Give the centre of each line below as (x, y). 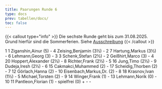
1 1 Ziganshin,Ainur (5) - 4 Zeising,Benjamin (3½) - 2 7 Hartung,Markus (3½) (81, 51)
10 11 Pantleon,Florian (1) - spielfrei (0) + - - (48, 82)
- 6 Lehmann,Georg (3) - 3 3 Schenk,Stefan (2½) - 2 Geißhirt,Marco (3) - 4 (80, 56)
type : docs (16, 14)
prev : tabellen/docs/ (27, 18)
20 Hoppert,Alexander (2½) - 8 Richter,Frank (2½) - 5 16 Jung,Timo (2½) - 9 (81, 61)
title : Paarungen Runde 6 (31, 9)
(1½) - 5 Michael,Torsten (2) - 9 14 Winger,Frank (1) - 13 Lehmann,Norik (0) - (81, 76)
